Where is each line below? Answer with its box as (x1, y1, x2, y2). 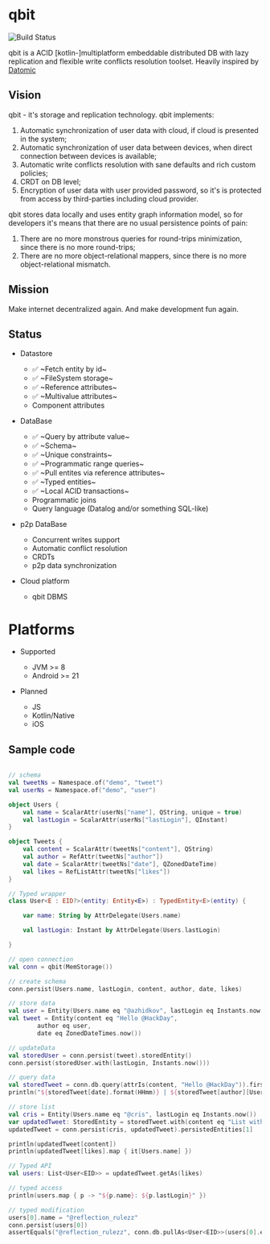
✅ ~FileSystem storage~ (31, 373, 114, 384)
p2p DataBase (19, 520, 67, 529)
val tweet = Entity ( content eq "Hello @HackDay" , (8, 1014, 178, 1022)
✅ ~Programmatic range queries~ (31, 459, 145, 469)
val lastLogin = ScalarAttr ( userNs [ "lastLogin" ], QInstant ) (22, 815, 228, 823)
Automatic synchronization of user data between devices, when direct (19, 143, 253, 152)
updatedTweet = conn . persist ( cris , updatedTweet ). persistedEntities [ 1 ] (8, 1126, 253, 1134)
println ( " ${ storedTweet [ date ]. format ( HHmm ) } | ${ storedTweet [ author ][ (8, 1088, 250, 1097)
